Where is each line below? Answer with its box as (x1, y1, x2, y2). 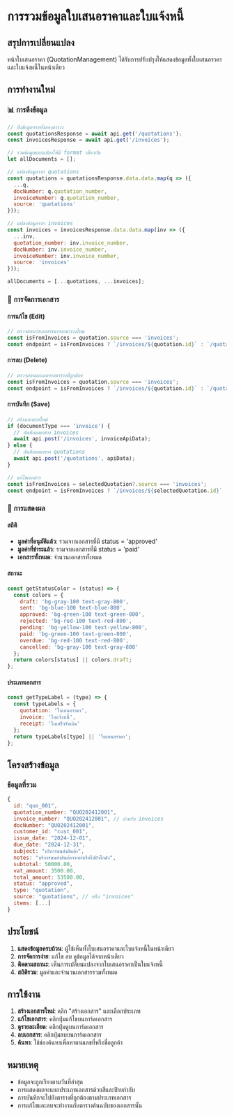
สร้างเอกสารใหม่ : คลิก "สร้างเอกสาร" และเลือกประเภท (17, 1007, 141, 1015)
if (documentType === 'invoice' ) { (7, 422, 111, 429)
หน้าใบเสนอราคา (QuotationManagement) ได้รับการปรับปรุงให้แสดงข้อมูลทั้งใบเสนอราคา (7, 55, 222, 64)
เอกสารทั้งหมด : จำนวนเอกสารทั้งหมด (17, 552, 102, 561)
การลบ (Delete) (7, 356, 47, 364)
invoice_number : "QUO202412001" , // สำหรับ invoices (13, 815, 164, 822)
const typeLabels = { (13, 700, 77, 707)
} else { (7, 442, 33, 449)
